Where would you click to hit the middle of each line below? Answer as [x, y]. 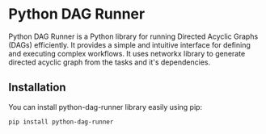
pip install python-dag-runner [61, 122]
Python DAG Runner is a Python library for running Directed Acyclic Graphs [133, 36]
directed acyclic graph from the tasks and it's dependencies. [110, 62]
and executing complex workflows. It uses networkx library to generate [127, 53]
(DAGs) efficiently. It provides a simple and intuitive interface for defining [129, 44]
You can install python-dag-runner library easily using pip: [106, 107]
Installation [37, 88]
